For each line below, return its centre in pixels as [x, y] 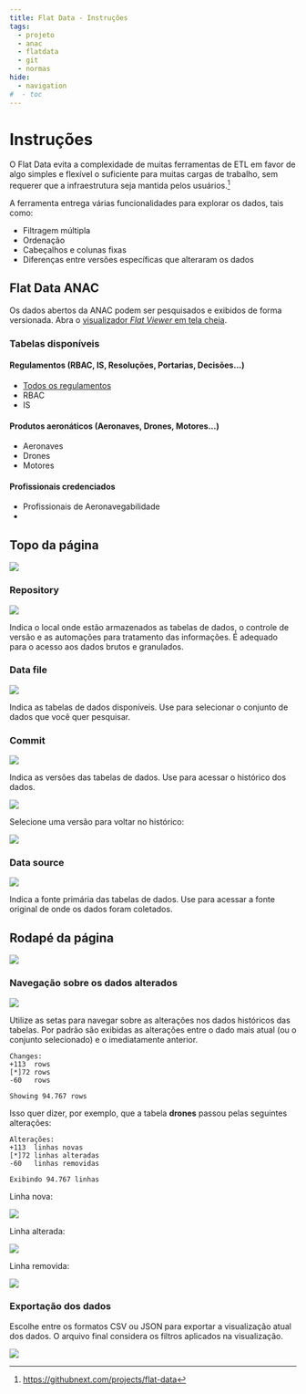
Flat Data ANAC [55, 288]
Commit [27, 740]
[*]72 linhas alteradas [55, 1155]
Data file [29, 670]
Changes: [26, 1056]
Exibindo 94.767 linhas [55, 1179]
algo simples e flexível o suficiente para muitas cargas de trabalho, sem [144, 174]
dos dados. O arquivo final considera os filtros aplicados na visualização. [147, 1336]
